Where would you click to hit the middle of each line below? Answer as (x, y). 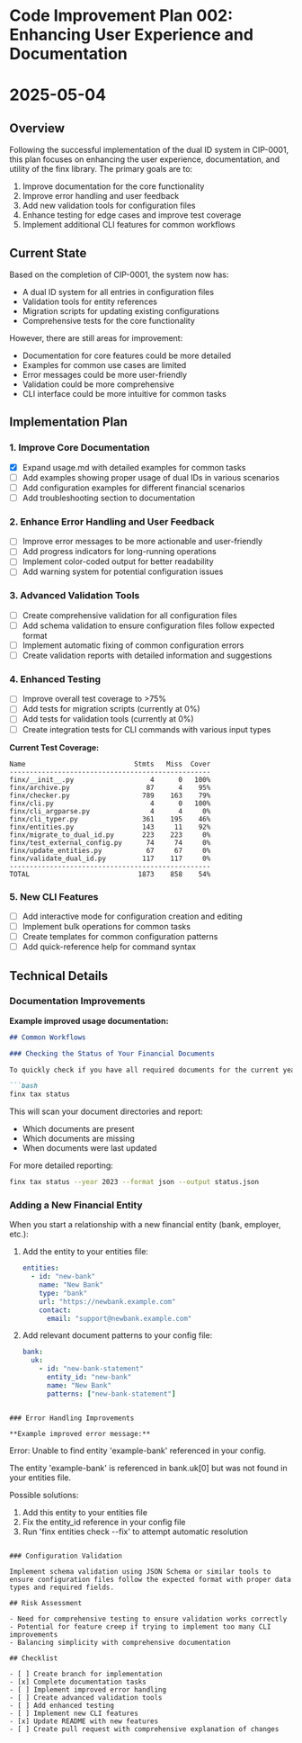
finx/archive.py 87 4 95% (110, 787)
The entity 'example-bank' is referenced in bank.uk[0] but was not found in (148, 1468)
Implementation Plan (69, 422)
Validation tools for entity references (89, 301)
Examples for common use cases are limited (104, 365)
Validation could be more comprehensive (98, 384)
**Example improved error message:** (80, 1433)
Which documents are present (78, 1129)
